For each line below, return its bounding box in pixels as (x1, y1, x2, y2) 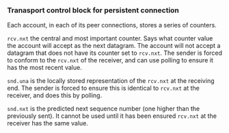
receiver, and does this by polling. (7, 91, 103, 99)
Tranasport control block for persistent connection (7, 5, 180, 15)
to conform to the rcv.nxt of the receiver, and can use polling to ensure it (7, 56, 213, 64)
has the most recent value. (7, 64, 82, 72)
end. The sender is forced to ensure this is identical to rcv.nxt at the (7, 84, 200, 93)
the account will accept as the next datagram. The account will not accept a (7, 42, 221, 50)
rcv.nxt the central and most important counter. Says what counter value (7, 34, 213, 43)
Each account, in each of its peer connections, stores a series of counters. (7, 21, 217, 29)
